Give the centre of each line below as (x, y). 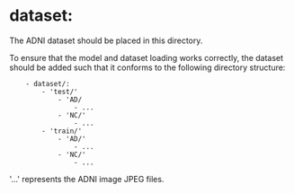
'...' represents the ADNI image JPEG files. (87, 179)
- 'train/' (62, 131)
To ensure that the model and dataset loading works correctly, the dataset (147, 57)
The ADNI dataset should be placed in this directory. (106, 40)
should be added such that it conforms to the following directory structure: (147, 67)
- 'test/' (60, 92)
